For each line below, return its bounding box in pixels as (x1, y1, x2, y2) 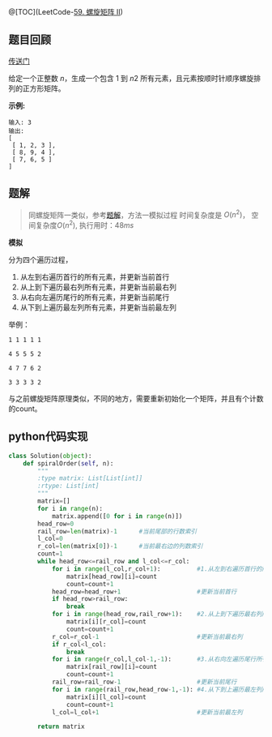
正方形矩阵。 (22, 84, 66, 93)
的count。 (8, 404, 42, 413)
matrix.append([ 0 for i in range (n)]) (51, 512, 183, 521)
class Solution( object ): (8, 452, 92, 460)
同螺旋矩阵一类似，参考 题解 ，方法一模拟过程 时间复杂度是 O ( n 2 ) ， (28, 208, 249, 220)
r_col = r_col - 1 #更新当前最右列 (51, 632, 243, 641)
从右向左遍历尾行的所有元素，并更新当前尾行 (19, 292, 170, 302)
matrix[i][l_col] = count (66, 692, 147, 701)
